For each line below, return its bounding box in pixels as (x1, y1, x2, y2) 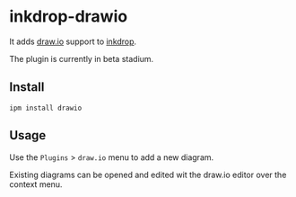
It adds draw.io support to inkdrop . (9, 36, 137, 47)
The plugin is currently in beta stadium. (9, 53, 154, 64)
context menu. (9, 178, 63, 190)
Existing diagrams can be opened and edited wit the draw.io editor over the (9, 169, 287, 180)
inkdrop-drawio (9, 6, 128, 27)
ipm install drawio (9, 103, 83, 112)
